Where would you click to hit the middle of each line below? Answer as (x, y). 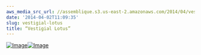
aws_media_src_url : (31, 12)
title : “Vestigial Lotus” (38, 28)
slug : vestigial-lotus (34, 23)
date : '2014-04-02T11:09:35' (42, 17)
